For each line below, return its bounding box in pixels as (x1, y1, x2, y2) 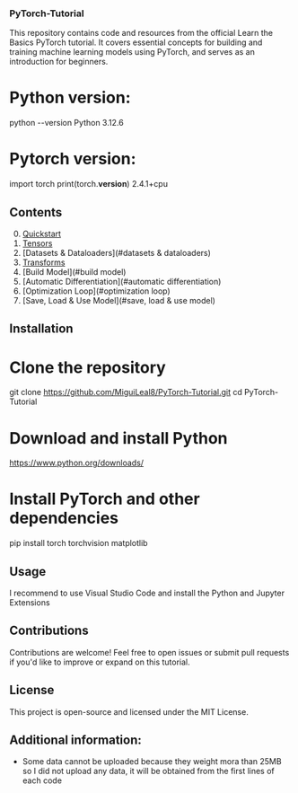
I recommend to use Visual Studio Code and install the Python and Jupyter (9, 587, 285, 598)
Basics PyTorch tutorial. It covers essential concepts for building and (9, 37, 263, 48)
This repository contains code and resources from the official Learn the (9, 28, 274, 39)
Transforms (22, 257, 66, 268)
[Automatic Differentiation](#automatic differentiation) (22, 276, 222, 286)
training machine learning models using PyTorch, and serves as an (9, 47, 256, 57)
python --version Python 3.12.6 (9, 118, 124, 128)
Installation (9, 322, 74, 337)
